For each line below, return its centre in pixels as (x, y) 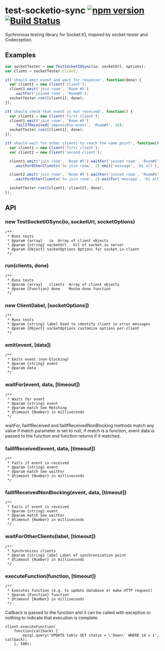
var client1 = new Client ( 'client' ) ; (48, 84)
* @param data (22, 368)
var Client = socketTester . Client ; (41, 71)
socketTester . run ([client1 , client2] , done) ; (57, 188)
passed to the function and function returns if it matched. (63, 436)
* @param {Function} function (38, 595)
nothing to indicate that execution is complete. (52, 618)
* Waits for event (26, 399)
